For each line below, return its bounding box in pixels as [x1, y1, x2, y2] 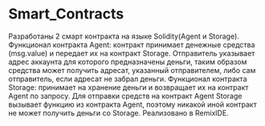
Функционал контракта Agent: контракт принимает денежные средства [8, 39, 255, 49]
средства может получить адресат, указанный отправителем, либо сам [8, 65, 256, 75]
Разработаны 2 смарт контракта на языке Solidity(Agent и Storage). [8, 31, 239, 41]
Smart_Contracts [8, 5, 124, 23]
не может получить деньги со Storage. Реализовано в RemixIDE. [8, 108, 229, 117]
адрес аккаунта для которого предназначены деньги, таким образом [8, 57, 247, 67]
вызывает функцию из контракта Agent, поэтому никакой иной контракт [8, 100, 257, 109]
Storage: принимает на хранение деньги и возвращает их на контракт [8, 82, 249, 92]
